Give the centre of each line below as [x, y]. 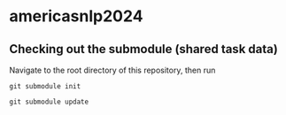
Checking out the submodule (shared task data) [144, 49]
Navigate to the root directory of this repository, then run [112, 70]
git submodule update [49, 102]
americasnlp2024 [76, 16]
